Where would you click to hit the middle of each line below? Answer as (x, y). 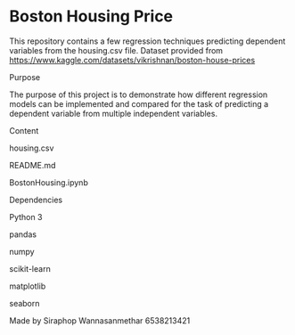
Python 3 (26, 217)
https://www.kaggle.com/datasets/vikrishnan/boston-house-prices (132, 60)
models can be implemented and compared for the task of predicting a (139, 103)
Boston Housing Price (91, 16)
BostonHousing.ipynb (49, 182)
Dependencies (36, 200)
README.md (33, 165)
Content (24, 130)
